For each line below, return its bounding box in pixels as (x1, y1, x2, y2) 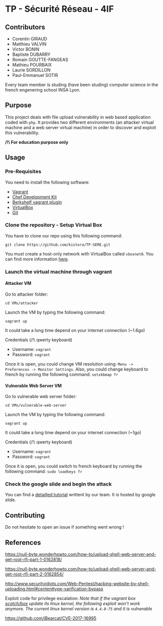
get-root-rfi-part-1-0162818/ (5, 556, 62, 562)
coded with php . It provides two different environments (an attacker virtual (5, 119, 154, 125)
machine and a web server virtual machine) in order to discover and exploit (5, 124, 157, 130)
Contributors (5, 23, 46, 31)
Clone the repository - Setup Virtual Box (5, 222, 102, 229)
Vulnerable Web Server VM (5, 383, 62, 389)
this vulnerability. (5, 130, 40, 136)
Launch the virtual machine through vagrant (5, 268, 113, 275)
